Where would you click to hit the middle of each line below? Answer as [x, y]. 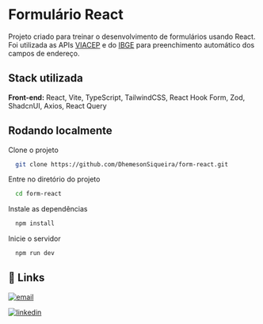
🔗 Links [27, 278]
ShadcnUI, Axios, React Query [57, 105]
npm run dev [35, 253]
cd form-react [38, 194]
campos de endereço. [44, 53]
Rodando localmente [60, 131]
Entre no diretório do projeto [54, 179]
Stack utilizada [46, 78]
